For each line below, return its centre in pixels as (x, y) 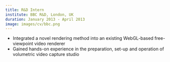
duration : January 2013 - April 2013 (45, 19)
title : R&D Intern (25, 10)
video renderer (50, 44)
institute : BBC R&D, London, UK (39, 15)
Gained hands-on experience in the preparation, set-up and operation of (88, 49)
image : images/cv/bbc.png (32, 24)
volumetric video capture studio (46, 54)
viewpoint (23, 44)
